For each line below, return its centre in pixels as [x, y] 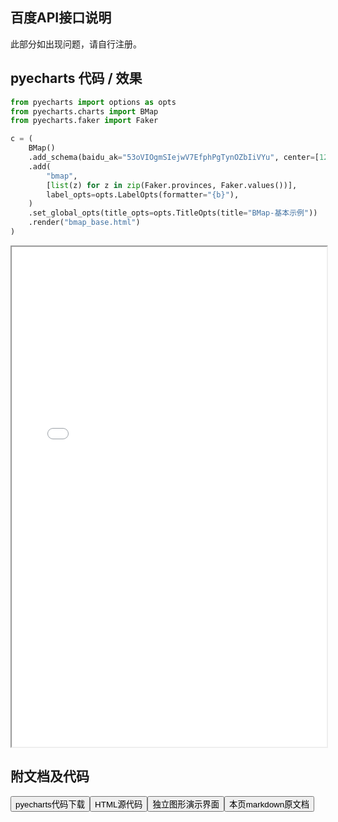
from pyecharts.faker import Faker [84, 121]
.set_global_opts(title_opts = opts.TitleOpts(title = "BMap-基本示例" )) [173, 213]
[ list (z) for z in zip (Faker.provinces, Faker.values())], [172, 185]
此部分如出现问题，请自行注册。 [76, 44]
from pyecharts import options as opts [93, 102]
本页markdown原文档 [269, 804]
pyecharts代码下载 [50, 804]
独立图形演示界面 [186, 804]
